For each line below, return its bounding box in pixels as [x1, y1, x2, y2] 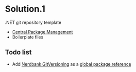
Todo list [5, 48, 32, 56]
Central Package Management [12, 29, 73, 35]
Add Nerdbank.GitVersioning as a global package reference [12, 61, 131, 67]
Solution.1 [5, 3, 45, 15]
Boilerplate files [12, 34, 44, 40]
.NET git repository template [5, 19, 62, 25]
